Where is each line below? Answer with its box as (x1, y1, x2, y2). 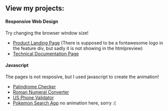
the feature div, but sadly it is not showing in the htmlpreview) (12, 45, 143, 51)
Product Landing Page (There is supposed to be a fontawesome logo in (12, 39, 163, 46)
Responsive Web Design (5, 18, 58, 25)
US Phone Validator (12, 94, 54, 100)
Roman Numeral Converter (12, 89, 69, 95)
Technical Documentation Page (12, 51, 79, 57)
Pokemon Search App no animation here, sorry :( (12, 100, 116, 106)
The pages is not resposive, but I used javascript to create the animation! (5, 74, 159, 80)
